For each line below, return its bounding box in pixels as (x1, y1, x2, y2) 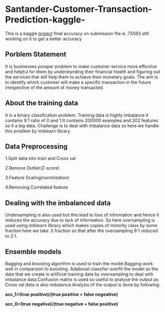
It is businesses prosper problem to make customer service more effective (5, 63, 157, 69)
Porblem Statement (5, 50, 66, 59)
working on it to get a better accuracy (5, 36, 82, 42)
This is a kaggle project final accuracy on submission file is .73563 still (5, 30, 149, 36)
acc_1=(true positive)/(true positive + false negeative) (5, 292, 118, 297)
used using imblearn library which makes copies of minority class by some (5, 223, 158, 229)
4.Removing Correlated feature (5, 184, 68, 190)
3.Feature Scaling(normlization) (5, 175, 69, 181)
